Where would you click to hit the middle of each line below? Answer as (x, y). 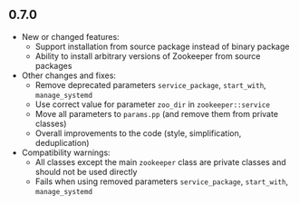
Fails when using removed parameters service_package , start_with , (162, 181)
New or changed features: (70, 36)
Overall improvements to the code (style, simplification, (138, 133)
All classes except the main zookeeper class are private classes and (160, 161)
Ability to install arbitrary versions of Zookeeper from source (148, 56)
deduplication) (62, 142)
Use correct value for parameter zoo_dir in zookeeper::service (153, 104)
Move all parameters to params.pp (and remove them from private (156, 113)
